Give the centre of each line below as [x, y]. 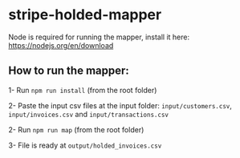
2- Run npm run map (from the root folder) [76, 129]
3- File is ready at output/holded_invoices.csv [85, 145]
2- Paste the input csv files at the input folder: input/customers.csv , [120, 105]
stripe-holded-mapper [85, 15]
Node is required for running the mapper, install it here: [99, 37]
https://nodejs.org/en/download [61, 45]
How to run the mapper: [69, 71]
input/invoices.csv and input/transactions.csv [88, 114]
